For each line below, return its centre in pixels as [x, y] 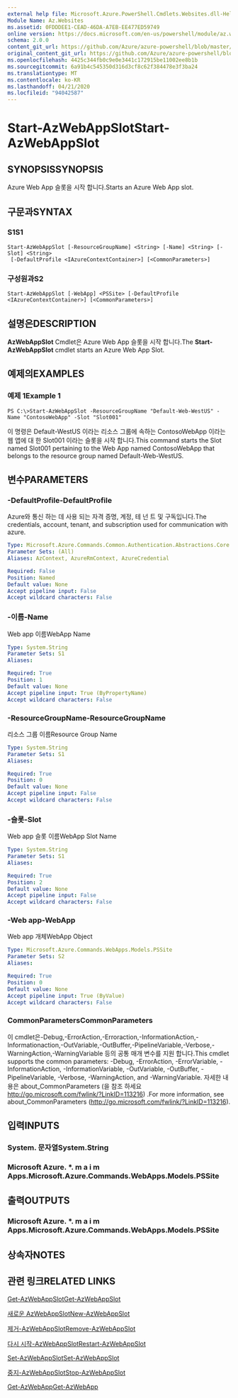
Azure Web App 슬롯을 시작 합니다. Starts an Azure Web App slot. [101, 187]
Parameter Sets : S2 [36, 957]
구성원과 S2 [25, 279]
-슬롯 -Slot [24, 819]
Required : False [31, 571]
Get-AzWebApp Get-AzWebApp [53, 1387]
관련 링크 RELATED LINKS [61, 1281]
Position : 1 [25, 680]
